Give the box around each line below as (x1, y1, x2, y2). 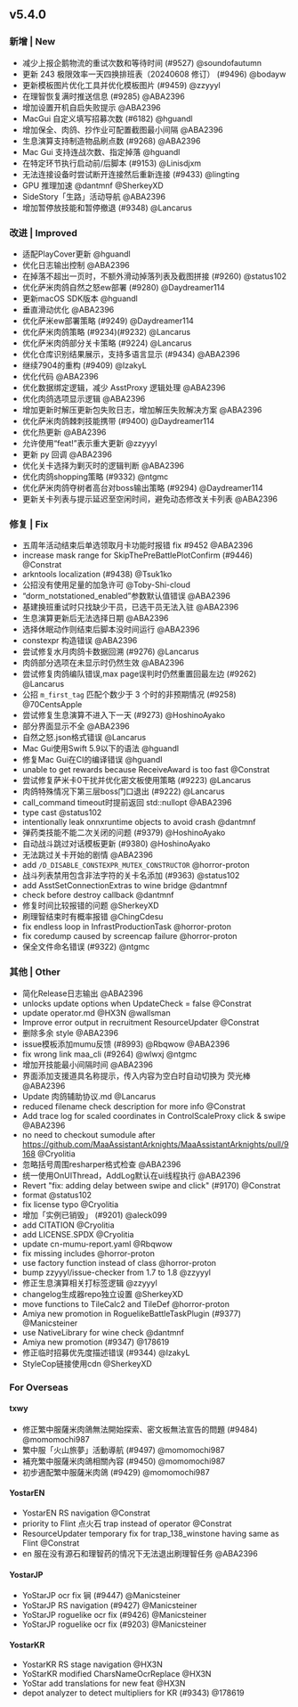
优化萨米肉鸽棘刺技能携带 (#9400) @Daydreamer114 (21, 415, 215, 426)
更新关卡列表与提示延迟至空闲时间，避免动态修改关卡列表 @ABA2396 (21, 494, 278, 504)
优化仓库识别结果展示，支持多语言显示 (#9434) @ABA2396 (21, 348, 240, 359)
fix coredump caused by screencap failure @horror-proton (21, 931, 238, 942)
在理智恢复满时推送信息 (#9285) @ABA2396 (21, 91, 185, 102)
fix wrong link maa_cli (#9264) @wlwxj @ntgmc (21, 1049, 197, 1059)
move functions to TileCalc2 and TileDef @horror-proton (21, 1298, 230, 1309)
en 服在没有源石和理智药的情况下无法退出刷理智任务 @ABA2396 (21, 1548, 258, 1558)
